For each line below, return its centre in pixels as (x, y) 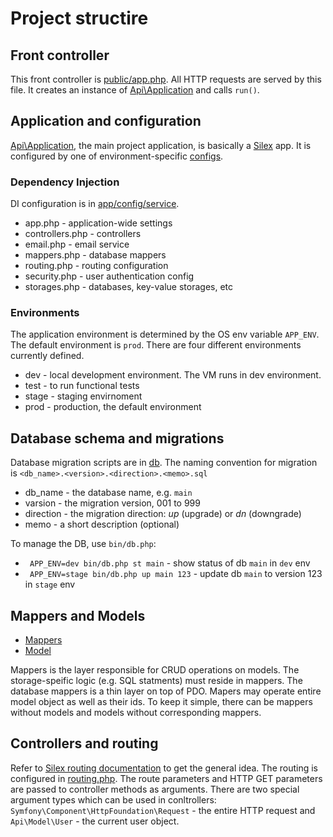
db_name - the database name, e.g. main (108, 493)
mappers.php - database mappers (95, 255)
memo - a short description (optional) (102, 524)
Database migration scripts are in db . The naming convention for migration (164, 463)
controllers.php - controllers (83, 234)
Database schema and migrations (117, 438)
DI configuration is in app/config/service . (95, 204)
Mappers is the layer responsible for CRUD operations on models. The (155, 670)
